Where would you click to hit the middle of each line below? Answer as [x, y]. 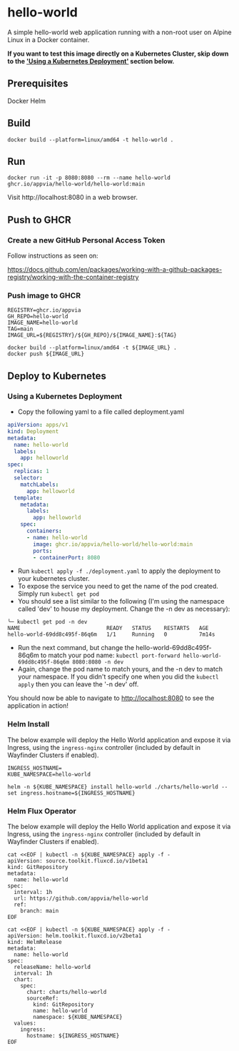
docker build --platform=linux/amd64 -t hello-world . [91, 140]
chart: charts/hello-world [66, 992]
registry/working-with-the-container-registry [73, 277]
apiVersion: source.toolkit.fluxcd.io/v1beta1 [78, 861]
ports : [43, 551]
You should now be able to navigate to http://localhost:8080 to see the [111, 698]
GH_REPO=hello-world [38, 317]
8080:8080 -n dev [98, 662]
